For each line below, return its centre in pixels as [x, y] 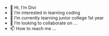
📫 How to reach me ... [33, 28]
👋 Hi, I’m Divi [23, 8]
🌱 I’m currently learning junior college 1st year [57, 18]
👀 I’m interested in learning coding [45, 13]
